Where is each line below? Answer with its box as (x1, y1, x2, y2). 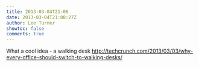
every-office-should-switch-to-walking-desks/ (6, 54, 122, 61)
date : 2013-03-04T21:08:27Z (6, 14, 77, 20)
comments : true (6, 31, 45, 37)
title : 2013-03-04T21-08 (6, 8, 69, 15)
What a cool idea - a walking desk (6, 47, 90, 54)
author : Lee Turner (6, 20, 55, 26)
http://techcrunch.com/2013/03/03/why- (91, 47, 193, 54)
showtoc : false (6, 25, 45, 32)
